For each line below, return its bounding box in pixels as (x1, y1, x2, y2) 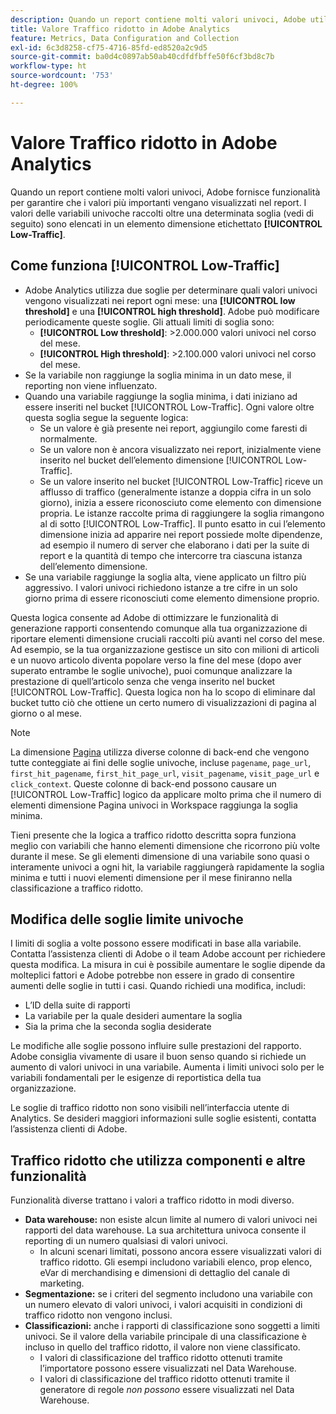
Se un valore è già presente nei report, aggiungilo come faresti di (39, 422, 308, 434)
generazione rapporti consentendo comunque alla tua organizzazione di (10, 622, 308, 634)
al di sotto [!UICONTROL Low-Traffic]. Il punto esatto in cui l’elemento (39, 517, 327, 530)
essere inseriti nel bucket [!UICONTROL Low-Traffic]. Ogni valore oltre (24, 401, 315, 413)
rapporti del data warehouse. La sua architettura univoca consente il (24, 1224, 307, 1236)
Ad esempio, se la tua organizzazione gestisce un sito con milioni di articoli (10, 643, 320, 655)
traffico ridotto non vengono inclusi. (24, 1309, 173, 1321)
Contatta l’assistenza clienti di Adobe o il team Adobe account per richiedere (10, 948, 326, 960)
